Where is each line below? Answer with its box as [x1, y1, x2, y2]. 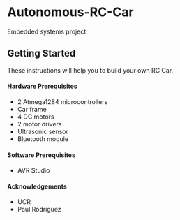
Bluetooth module [17, 134, 68, 143]
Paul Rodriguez [17, 205, 61, 214]
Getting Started [7, 47, 76, 59]
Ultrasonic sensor [17, 127, 68, 135]
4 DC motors [17, 112, 54, 121]
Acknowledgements [7, 182, 68, 191]
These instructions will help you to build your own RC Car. [7, 66, 174, 74]
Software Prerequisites [7, 151, 75, 159]
